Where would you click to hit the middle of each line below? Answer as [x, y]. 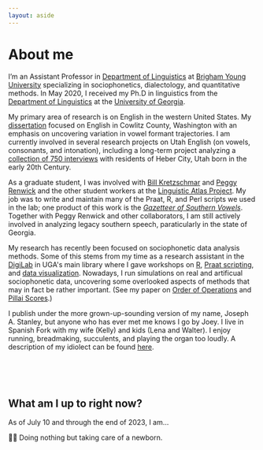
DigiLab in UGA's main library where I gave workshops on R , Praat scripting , [131, 264]
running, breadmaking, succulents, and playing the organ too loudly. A [122, 338]
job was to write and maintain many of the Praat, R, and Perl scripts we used [132, 199]
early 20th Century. [40, 167]
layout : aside [31, 15]
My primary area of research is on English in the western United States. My [130, 117]
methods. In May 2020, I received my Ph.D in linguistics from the [113, 93]
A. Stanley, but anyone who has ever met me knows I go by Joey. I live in [126, 322]
